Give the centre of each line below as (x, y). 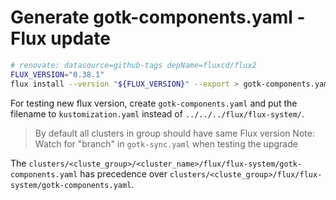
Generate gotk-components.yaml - (158, 17)
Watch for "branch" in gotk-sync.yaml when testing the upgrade (166, 143)
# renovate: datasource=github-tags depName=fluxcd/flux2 (133, 65)
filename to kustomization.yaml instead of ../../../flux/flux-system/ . (157, 113)
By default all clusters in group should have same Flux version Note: (174, 133)
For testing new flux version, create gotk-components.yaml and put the (154, 103)
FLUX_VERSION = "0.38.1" (57, 74)
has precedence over (123, 173)
